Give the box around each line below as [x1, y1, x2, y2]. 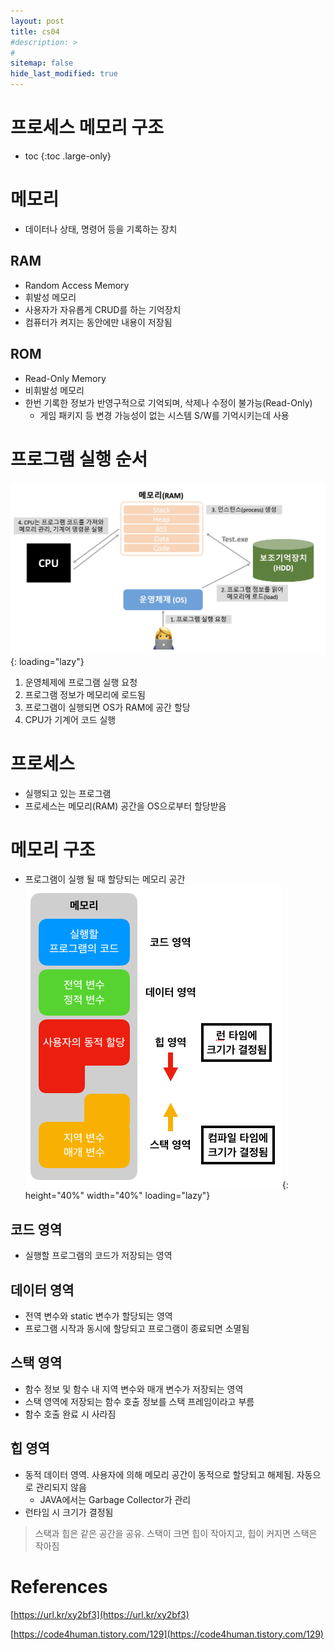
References [10, 1575, 108, 1598]
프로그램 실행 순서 [10, 448, 148, 470]
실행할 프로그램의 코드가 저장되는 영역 [24, 1250, 173, 1262]
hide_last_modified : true [10, 69, 118, 79]
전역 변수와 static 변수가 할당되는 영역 [24, 1310, 173, 1322]
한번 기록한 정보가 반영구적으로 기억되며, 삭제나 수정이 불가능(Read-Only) [24, 396, 313, 409]
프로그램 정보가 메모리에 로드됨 [24, 688, 146, 700]
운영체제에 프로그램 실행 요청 [24, 676, 138, 688]
